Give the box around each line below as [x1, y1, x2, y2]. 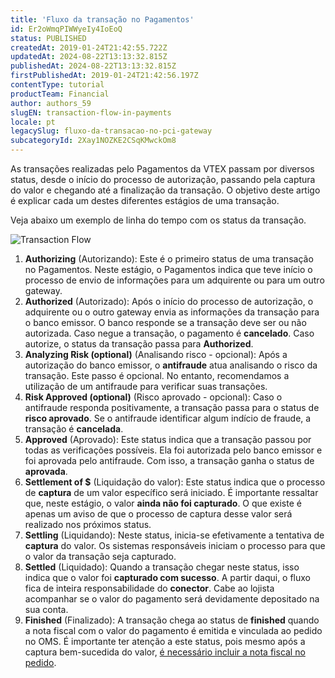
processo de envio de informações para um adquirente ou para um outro [24, 274, 325, 286]
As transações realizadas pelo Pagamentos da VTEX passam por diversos [10, 163, 315, 175]
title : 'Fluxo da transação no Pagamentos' [10, 14, 195, 25]
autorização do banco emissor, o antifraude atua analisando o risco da [24, 359, 318, 371]
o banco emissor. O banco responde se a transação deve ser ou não [24, 317, 307, 328]
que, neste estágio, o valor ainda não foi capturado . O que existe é [24, 497, 302, 509]
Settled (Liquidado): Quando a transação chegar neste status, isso [24, 561, 300, 573]
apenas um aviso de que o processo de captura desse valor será [24, 508, 293, 520]
